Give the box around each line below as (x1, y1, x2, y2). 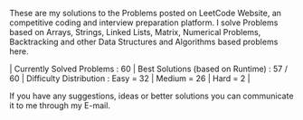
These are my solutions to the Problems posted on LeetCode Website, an (9, 8, 282, 18)
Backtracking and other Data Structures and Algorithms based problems (9, 36, 279, 47)
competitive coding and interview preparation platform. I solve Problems (9, 17, 279, 28)
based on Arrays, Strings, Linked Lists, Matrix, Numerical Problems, (9, 27, 261, 37)
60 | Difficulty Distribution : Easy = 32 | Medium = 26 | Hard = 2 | (9, 73, 251, 84)
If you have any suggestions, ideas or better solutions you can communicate (9, 90, 294, 101)
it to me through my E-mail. (9, 100, 111, 111)
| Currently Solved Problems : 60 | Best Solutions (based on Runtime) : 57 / (9, 63, 288, 74)
